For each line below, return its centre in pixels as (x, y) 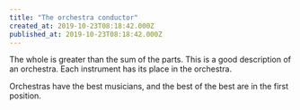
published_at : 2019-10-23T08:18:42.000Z (86, 34)
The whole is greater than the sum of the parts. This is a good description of (150, 60)
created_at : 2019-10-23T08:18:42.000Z (82, 26)
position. (26, 96)
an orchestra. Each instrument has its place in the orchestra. (121, 69)
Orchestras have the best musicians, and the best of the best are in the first (149, 87)
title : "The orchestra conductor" (74, 17)
